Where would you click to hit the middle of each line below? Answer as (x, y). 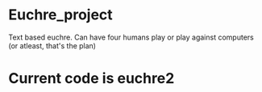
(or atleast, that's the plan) (52, 45)
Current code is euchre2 (91, 79)
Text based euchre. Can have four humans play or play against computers (131, 37)
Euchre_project (60, 15)
